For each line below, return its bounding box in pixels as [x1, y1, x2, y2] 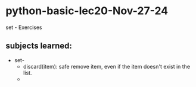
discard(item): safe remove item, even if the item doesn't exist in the [23, 63, 191, 70]
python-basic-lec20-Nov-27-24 [5, 4, 169, 18]
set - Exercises [5, 24, 42, 31]
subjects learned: [5, 41, 73, 51]
